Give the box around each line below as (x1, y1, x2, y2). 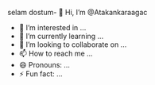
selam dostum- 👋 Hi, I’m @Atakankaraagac (7, 8, 148, 17)
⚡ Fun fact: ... (18, 69, 63, 79)
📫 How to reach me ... (18, 48, 93, 58)
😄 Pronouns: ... (18, 60, 71, 69)
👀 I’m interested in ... (18, 23, 87, 32)
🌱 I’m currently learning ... (18, 32, 104, 41)
